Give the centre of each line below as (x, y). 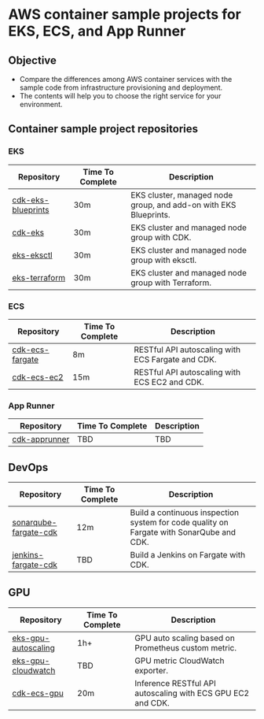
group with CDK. (161, 237)
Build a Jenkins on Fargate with (188, 555)
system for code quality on (180, 523)
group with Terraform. (171, 283)
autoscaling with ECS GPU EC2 (192, 693)
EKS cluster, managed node (182, 195)
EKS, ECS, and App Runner (97, 31)
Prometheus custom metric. (186, 647)
